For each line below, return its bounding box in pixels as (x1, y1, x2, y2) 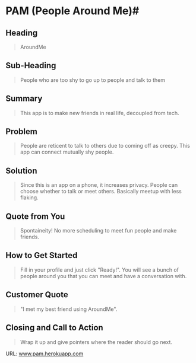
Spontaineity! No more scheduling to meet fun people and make (20, 227, 177, 234)
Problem (5, 126, 38, 137)
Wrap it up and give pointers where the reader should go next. (20, 338, 173, 345)
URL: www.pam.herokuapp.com (5, 350, 84, 357)
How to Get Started (5, 250, 78, 260)
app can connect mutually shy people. (20, 148, 114, 155)
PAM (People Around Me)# (5, 4, 140, 18)
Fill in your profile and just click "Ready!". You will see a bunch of (20, 266, 179, 273)
